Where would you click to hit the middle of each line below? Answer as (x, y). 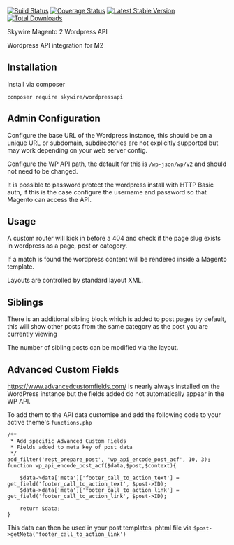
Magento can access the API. (50, 199)
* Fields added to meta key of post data (71, 448)
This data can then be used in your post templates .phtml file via (100, 528)
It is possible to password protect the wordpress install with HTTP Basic (111, 185)
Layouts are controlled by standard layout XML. (75, 281)
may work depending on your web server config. (78, 150)
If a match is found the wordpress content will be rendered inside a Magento (117, 260)
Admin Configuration (54, 119)
